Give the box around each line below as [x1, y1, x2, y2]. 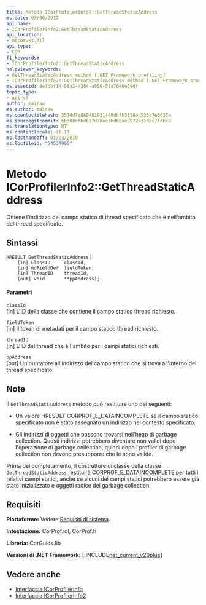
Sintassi [6, 238, 38, 248]
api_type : [6, 44, 32, 50]
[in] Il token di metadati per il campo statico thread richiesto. [6, 325, 159, 332]
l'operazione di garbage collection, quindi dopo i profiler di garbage [15, 443, 186, 451]
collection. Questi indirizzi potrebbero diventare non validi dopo [15, 437, 176, 445]
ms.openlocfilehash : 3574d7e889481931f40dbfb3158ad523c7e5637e [6, 112, 172, 118]
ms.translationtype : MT [6, 124, 67, 130]
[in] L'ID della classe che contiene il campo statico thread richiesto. [6, 307, 176, 315]
